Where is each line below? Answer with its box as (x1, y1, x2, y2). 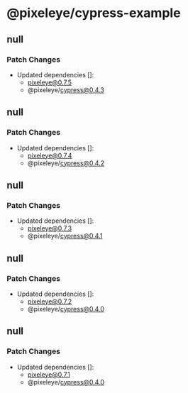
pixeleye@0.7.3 (27, 224, 72, 233)
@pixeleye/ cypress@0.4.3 (27, 85, 104, 94)
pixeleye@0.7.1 (27, 370, 70, 379)
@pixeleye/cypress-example (6, 5, 182, 21)
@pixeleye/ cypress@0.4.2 (27, 158, 104, 167)
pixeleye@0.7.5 (27, 78, 72, 87)
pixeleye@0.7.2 (27, 297, 72, 306)
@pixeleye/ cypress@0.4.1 (27, 232, 103, 240)
